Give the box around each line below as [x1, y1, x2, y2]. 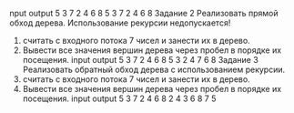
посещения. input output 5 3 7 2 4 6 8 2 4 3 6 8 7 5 [22, 93, 217, 104]
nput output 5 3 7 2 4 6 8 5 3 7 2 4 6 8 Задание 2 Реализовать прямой [9, 8, 279, 18]
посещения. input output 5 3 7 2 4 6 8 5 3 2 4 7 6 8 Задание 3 [22, 55, 259, 65]
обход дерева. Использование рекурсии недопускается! [9, 17, 231, 28]
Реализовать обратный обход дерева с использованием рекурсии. [22, 64, 285, 75]
